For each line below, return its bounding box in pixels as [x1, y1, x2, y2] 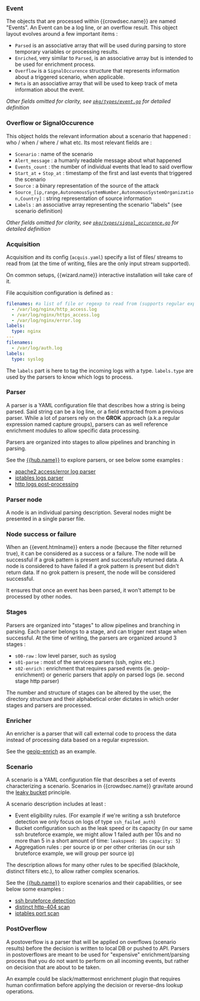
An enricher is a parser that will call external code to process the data [6, 730, 177, 737]
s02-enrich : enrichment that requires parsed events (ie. [14, 665, 152, 672]
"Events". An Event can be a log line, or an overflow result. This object [6, 24, 178, 31]
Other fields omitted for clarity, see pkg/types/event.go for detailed [6, 98, 171, 105]
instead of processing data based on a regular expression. [6, 737, 149, 743]
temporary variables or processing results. [14, 48, 119, 55]
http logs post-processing [14, 481, 79, 488]
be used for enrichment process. [14, 61, 95, 68]
